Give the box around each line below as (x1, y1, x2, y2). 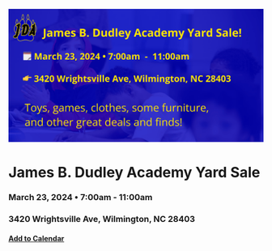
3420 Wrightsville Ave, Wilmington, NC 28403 (8, 214, 196, 225)
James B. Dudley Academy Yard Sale (8, 163, 261, 181)
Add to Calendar (8, 233, 65, 243)
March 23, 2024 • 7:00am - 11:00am (8, 192, 153, 203)
